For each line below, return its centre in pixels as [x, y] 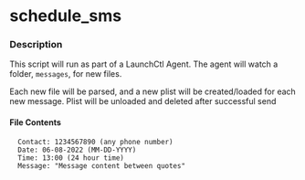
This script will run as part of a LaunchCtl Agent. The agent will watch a [144, 64]
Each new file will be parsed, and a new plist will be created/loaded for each [153, 91]
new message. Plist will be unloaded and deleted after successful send [143, 101]
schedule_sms [65, 16]
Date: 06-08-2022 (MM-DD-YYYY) [77, 150]
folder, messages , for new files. [66, 74]
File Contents [36, 122]
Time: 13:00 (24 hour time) [71, 158]
